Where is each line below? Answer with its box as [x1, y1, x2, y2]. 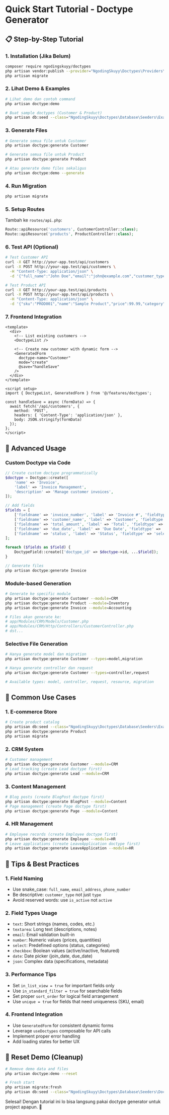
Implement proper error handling [12, 1033, 80, 1039]
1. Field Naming [5, 874, 44, 882]
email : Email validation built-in [12, 932, 75, 938]
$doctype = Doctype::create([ [5, 475, 69, 480]
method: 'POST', [14, 409, 49, 414]
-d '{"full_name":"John [10, 273, 59, 279]
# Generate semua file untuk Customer [5, 138, 87, 143]
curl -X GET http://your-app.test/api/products [5, 287, 107, 292]
